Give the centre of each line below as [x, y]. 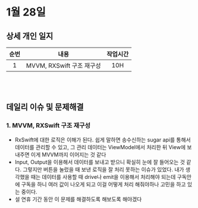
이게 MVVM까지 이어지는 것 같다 [68, 155]
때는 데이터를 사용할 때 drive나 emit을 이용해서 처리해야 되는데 [103, 177]
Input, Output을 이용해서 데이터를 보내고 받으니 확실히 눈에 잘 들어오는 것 [100, 162]
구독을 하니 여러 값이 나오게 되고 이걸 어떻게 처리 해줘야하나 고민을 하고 [103, 184]
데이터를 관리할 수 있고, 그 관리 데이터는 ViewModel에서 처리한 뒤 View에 [100, 147]
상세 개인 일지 [30, 36]
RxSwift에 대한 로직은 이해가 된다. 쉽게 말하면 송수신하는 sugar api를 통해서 [103, 140]
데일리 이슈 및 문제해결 [45, 107]
